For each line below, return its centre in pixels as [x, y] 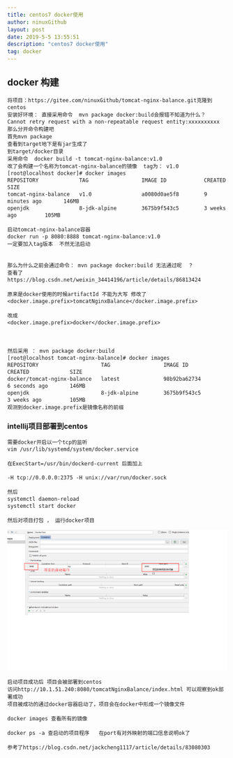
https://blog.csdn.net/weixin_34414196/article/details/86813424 [104, 279]
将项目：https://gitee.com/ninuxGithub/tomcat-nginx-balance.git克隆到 [110, 100]
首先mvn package [30, 136]
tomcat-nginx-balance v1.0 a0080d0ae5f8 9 [107, 194]
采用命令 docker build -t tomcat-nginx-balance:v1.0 [85, 159]
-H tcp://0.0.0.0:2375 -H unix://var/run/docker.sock [87, 478]
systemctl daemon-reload [43, 500]
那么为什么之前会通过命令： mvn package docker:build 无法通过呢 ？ [100, 265]
